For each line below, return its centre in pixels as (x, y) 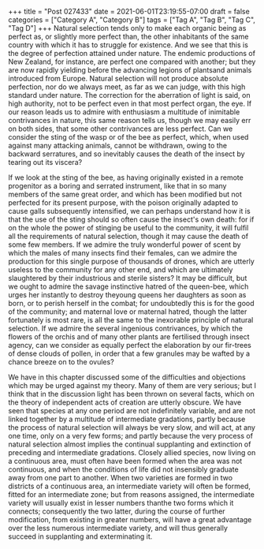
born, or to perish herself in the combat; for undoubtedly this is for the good (131, 303)
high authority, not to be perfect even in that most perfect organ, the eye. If (130, 103)
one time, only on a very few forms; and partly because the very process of (131, 436)
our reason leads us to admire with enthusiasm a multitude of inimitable (124, 112)
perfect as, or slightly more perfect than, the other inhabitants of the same (128, 36)
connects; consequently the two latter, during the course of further (117, 511)
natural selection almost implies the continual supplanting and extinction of (130, 444)
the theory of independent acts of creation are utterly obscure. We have (125, 402)
